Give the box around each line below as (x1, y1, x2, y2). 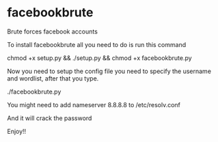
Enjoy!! (7, 127, 27, 135)
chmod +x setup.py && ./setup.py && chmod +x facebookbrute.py (7, 53, 193, 62)
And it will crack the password (7, 114, 92, 122)
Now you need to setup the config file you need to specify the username (7, 67, 212, 75)
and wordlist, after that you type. (7, 74, 99, 83)
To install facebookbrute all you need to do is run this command (7, 40, 187, 48)
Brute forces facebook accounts (7, 27, 98, 35)
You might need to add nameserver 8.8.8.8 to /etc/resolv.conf (7, 100, 181, 109)
